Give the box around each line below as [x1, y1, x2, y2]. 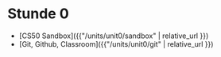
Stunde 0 [7, 5, 69, 23]
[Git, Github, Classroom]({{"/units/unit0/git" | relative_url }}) [18, 39, 214, 48]
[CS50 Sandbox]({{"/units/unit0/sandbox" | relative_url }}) [18, 31, 209, 40]
